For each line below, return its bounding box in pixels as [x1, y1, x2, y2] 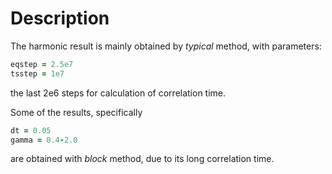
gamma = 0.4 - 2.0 [10, 135, 78, 145]
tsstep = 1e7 [10, 68, 65, 79]
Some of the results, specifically [10, 106, 143, 118]
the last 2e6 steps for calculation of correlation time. [10, 87, 227, 99]
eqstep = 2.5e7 [10, 59, 74, 69]
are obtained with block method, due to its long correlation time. [10, 153, 275, 165]
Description [10, 7, 110, 30]
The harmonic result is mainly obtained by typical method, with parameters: [10, 40, 322, 52]
